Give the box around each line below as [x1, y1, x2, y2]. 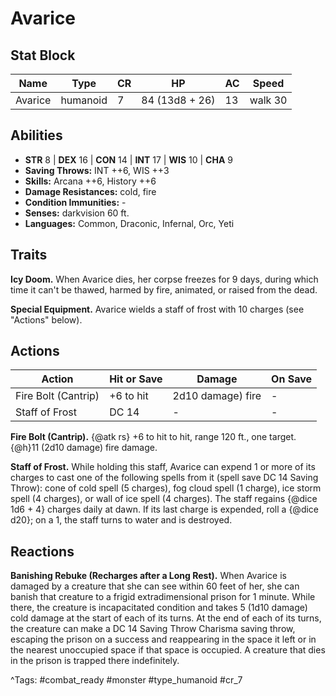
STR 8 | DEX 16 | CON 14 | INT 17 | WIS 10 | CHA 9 [24, 153, 233, 166]
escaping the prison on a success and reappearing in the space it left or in [10, 633, 317, 646]
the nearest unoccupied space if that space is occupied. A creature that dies [10, 644, 326, 656]
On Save [271, 372, 313, 386]
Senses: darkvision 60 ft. [24, 207, 130, 219]
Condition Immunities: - [24, 196, 127, 208]
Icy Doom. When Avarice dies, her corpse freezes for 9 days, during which [10, 273, 319, 285]
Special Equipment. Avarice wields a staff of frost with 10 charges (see [10, 303, 305, 315]
